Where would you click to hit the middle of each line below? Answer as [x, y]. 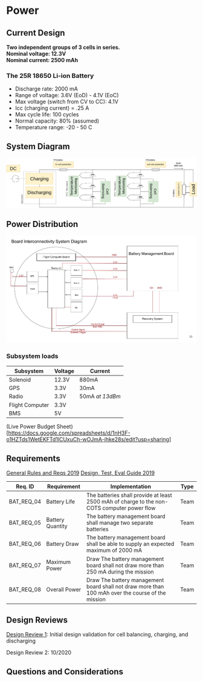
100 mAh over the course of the [126, 593]
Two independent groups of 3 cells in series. [63, 47]
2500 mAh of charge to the [120, 501]
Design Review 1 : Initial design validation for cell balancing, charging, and [97, 635]
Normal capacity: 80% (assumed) [57, 121]
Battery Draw [63, 544]
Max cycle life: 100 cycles [47, 115]
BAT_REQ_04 [25, 501]
